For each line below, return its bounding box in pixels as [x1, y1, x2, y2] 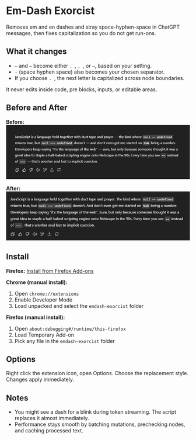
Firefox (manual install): [6, 314, 65, 321]
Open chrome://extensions [14, 290, 79, 297]
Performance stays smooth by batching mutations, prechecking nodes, [14, 421, 185, 428]
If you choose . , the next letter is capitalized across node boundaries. [14, 74, 185, 81]
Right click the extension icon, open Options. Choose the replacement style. [6, 370, 188, 377]
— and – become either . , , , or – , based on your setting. [14, 62, 152, 69]
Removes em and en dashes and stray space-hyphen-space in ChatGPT [6, 23, 180, 30]
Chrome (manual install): [6, 279, 68, 286]
